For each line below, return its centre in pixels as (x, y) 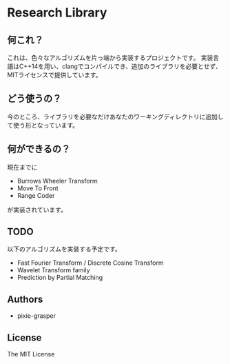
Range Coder (36, 195)
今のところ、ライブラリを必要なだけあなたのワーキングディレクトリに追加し (115, 117)
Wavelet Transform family (54, 270)
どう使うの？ (34, 99)
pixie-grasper (36, 316)
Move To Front (38, 188)
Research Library (57, 13)
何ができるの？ (39, 149)
